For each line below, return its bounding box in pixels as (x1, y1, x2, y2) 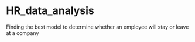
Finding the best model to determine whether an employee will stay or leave (6, 23, 189, 30)
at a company (6, 29, 39, 36)
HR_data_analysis (6, 4, 95, 17)
